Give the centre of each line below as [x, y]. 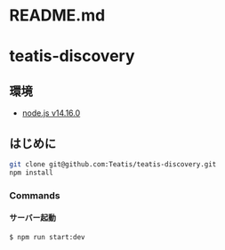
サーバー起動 [32, 218]
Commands [35, 195]
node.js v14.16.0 [51, 113]
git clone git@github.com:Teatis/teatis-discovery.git [113, 165]
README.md [57, 16]
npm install [31, 173]
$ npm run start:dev [48, 237]
